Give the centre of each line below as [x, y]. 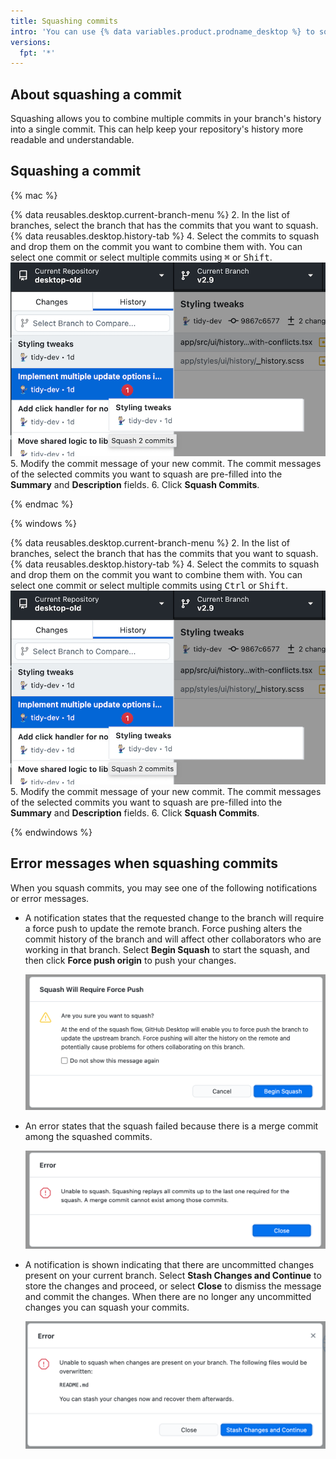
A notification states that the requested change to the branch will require [174, 917]
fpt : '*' [37, 53]
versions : [31, 42]
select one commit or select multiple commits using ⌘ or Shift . [141, 257]
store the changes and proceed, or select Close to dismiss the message [173, 1286]
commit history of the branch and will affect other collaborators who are [173, 939]
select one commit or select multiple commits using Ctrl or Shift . [149, 585]
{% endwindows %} [51, 832]
